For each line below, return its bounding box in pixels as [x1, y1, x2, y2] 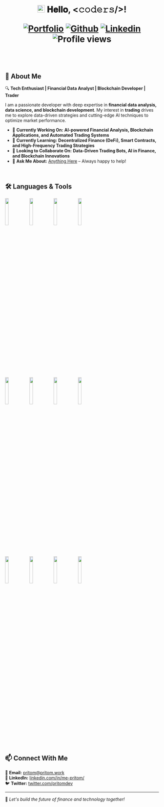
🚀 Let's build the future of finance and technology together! [5, 796, 125, 802]
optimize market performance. [5, 118, 66, 123]
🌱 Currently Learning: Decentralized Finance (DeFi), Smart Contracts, [12, 138, 157, 143]
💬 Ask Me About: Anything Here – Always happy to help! [12, 158, 126, 164]
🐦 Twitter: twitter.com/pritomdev [5, 780, 73, 786]
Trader [5, 93, 20, 98]
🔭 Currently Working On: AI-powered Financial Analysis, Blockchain [12, 127, 154, 133]
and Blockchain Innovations [12, 153, 70, 159]
